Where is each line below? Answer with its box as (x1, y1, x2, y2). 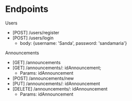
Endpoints (5, 3, 48, 15)
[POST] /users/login (12, 35, 54, 41)
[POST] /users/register (12, 29, 59, 35)
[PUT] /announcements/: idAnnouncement (12, 81, 100, 87)
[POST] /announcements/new (12, 75, 74, 81)
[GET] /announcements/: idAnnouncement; (12, 65, 101, 71)
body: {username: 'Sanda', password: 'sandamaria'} (19, 40, 127, 46)
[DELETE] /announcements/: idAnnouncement (12, 86, 107, 92)
